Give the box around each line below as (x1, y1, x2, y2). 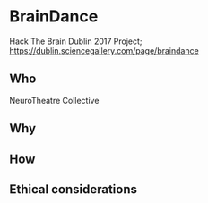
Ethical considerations (9, 182, 137, 197)
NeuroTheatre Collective (9, 95, 100, 106)
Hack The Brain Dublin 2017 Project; (9, 36, 143, 47)
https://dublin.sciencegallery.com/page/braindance (9, 45, 199, 55)
